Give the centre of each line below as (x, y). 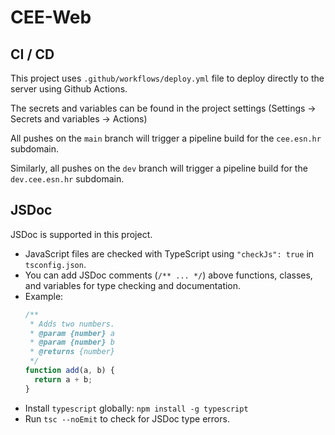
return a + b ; (63, 379)
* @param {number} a (72, 333)
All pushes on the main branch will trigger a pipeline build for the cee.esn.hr (166, 138)
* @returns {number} (72, 352)
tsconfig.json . (55, 264)
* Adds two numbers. (72, 324)
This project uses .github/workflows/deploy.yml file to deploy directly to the (167, 78)
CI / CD (32, 54)
